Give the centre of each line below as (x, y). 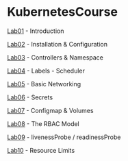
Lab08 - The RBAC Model (43, 123)
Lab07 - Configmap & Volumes (50, 110)
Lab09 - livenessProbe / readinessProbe (64, 137)
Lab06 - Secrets (30, 97)
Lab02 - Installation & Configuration (57, 44)
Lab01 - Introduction (36, 31)
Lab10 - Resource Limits (41, 150)
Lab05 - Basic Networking (44, 84)
